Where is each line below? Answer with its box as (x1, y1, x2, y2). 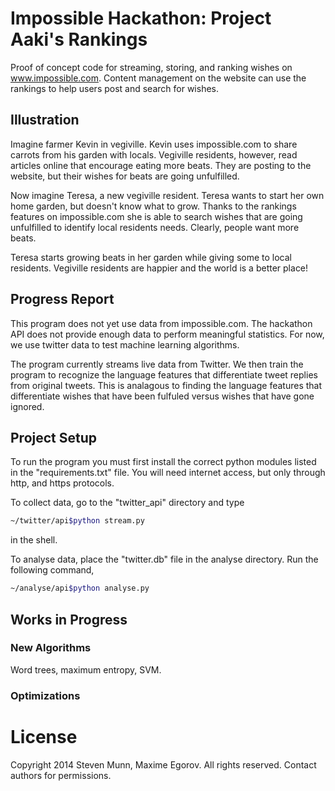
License (10, 725, 78, 748)
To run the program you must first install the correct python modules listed (10, 456, 317, 468)
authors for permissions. (10, 769, 112, 781)
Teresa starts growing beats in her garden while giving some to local (10, 251, 292, 263)
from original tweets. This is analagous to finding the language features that (10, 379, 323, 391)
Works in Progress (10, 611, 128, 628)
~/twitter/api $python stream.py (10, 516, 145, 526)
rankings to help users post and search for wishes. (10, 82, 219, 94)
